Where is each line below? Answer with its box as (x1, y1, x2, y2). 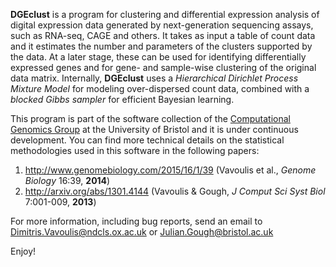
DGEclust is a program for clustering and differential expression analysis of (10, 9, 320, 20)
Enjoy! (10, 245, 37, 257)
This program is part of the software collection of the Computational (10, 113, 291, 124)
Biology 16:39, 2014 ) (24, 175, 111, 186)
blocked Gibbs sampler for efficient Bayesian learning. (10, 94, 235, 105)
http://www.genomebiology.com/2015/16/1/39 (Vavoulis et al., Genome (24, 164, 317, 176)
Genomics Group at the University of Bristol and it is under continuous (10, 124, 299, 135)
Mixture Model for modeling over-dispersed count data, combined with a (10, 83, 310, 94)
